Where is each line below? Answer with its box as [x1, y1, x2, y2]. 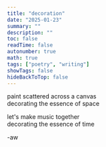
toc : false [7, 36, 38, 42]
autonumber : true [7, 49, 56, 55]
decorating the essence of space [7, 100, 100, 108]
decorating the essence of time [7, 120, 95, 129]
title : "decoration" [7, 10, 66, 17]
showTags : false [7, 67, 53, 74]
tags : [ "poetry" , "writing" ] [7, 61, 90, 68]
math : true [7, 55, 38, 62]
